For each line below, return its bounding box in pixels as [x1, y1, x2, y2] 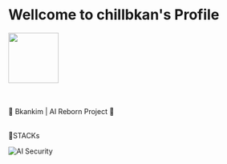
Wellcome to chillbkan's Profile [8, 6, 220, 24]
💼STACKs [8, 130, 40, 140]
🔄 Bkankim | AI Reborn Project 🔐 [8, 106, 115, 116]
